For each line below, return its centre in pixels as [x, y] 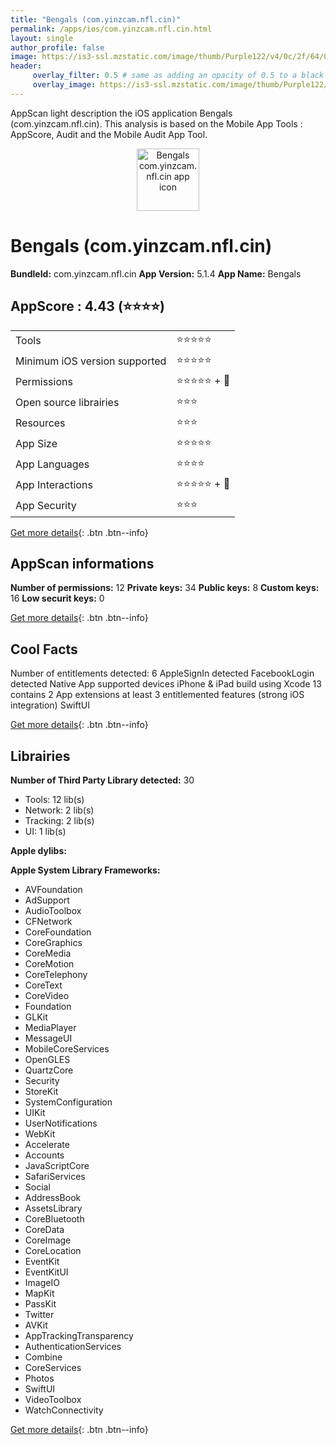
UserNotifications [61, 1123]
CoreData [44, 1229]
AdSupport [47, 900]
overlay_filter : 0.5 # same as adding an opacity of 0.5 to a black [178, 76]
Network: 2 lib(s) [59, 810]
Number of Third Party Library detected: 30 [102, 780]
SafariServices [55, 1176]
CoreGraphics [53, 942]
